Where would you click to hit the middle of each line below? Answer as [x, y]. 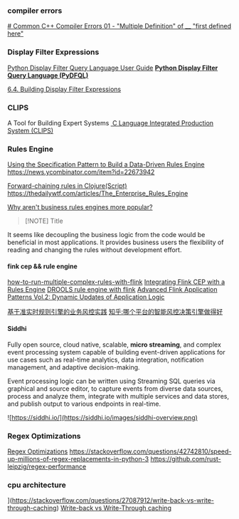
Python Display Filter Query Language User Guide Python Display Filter [113, 68]
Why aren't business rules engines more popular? [80, 207]
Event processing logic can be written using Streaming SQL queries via [111, 381]
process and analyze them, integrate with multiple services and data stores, [118, 396]
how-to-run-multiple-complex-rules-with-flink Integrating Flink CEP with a [116, 282]
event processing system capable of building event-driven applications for [116, 352]
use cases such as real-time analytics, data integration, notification [106, 360]
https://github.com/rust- [186, 458]
